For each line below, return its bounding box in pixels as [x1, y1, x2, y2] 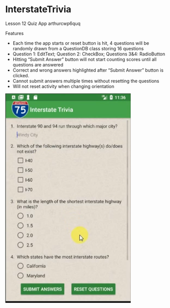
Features [5, 30, 24, 36]
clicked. [12, 72, 30, 78]
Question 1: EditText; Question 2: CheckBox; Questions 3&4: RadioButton [12, 51, 165, 57]
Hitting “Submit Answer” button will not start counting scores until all [12, 56, 157, 62]
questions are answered [12, 61, 64, 68]
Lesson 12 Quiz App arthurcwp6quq [5, 20, 80, 26]
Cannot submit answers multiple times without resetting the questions [12, 78, 159, 84]
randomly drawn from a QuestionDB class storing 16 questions [12, 45, 144, 51]
